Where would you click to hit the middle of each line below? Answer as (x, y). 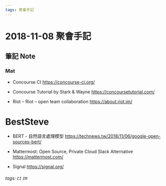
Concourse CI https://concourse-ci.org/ (54, 82)
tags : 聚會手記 (20, 10)
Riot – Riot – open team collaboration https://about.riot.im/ (72, 102)
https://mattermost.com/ (38, 157)
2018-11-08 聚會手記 (48, 36)
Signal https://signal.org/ (38, 167)
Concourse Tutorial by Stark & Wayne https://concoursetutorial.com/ (84, 91)
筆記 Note (20, 57)
